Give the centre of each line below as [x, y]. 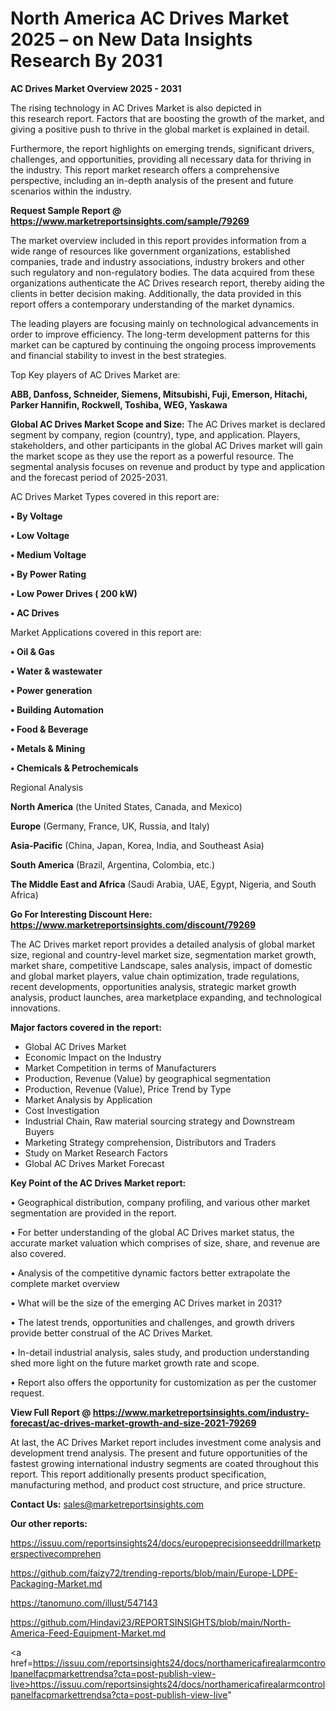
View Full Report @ [51, 1412]
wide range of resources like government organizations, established [150, 251]
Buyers [39, 1131]
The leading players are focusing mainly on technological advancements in [164, 323]
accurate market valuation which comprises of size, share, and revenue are [165, 1243]
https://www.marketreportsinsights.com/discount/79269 [133, 924]
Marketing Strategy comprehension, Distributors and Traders [150, 1142]
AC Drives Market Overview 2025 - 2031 [96, 88]
